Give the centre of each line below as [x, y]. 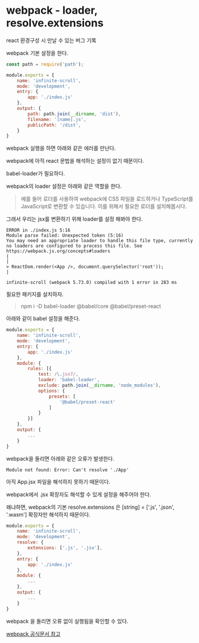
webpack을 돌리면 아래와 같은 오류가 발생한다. [60, 458]
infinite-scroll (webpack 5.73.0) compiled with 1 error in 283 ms [92, 283]
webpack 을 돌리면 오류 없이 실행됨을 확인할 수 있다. [67, 621]
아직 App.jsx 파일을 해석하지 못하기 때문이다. [58, 481]
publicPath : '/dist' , [55, 125]
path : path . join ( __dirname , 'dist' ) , [74, 114]
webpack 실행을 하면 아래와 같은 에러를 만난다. [61, 148]
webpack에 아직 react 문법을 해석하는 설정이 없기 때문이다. [75, 161]
